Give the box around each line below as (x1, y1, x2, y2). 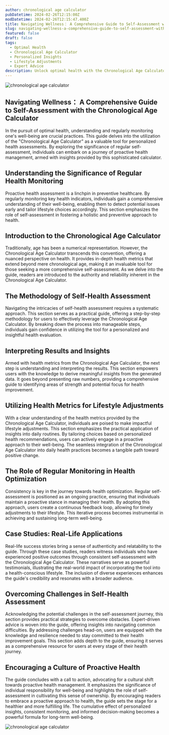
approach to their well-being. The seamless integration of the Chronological (5, 441, 162, 447)
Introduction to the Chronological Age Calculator (5, 232, 161, 240)
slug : (5, 26, 17, 31)
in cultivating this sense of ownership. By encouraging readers (31, 693, 161, 699)
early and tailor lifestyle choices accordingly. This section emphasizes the (5, 206, 158, 212)
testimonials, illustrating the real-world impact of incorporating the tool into (5, 564, 160, 571)
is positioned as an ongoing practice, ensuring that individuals (31, 493, 160, 499)
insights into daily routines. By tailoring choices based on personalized (5, 431, 152, 437)
